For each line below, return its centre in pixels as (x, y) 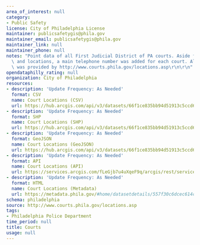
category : (18, 17)
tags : (13, 211)
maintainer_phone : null (36, 51)
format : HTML (28, 183)
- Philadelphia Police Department (49, 216)
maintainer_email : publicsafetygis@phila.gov (63, 39)
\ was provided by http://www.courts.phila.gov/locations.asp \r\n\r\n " (102, 67)
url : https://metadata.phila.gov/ (54, 194)
